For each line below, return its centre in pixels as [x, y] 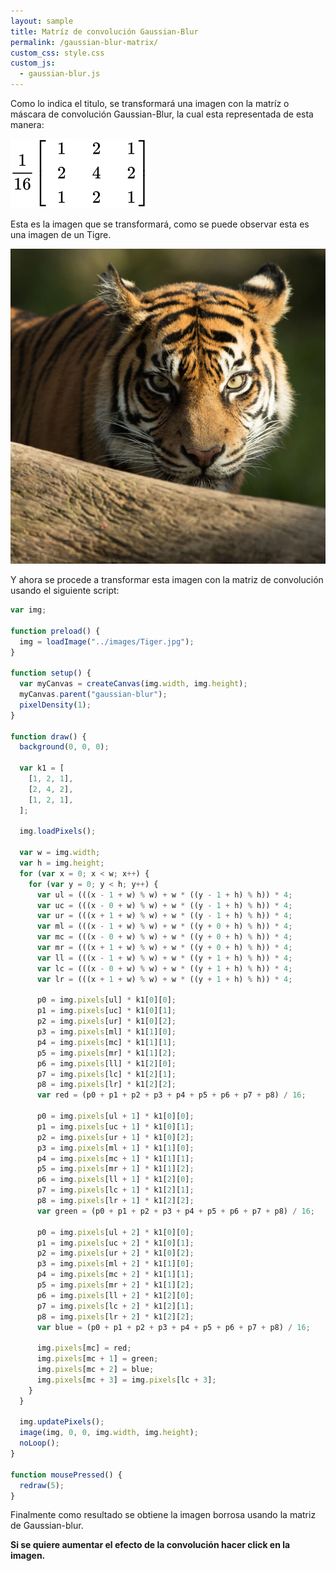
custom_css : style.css [57, 53]
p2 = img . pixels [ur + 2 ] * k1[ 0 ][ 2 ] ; [115, 1253]
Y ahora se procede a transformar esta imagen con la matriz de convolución [167, 579]
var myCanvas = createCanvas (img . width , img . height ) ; [133, 684]
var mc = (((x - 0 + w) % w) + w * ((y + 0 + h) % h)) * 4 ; [164, 937]
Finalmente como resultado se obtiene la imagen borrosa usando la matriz [163, 1515]
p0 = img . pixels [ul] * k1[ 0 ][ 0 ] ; [106, 1000]
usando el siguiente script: [65, 590]
